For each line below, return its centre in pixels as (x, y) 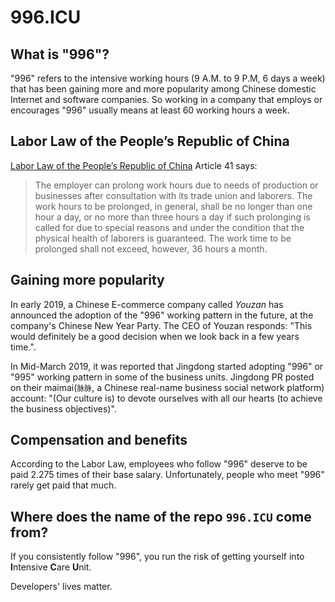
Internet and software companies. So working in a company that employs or (166, 99)
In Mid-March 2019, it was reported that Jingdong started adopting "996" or (167, 366)
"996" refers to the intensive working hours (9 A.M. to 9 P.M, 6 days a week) (168, 78)
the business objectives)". (63, 408)
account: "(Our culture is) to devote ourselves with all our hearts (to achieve (166, 398)
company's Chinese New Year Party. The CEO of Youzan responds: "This (161, 325)
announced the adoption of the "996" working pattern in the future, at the (162, 315)
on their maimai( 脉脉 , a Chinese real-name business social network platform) (167, 387)
